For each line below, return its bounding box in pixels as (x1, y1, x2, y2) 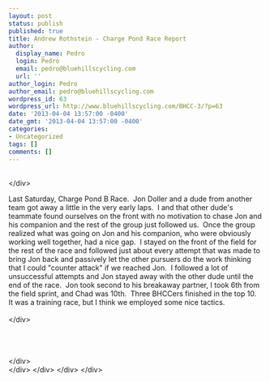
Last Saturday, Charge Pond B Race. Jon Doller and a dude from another (8, 194, 253, 204)
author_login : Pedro (8, 79, 79, 88)
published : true (8, 27, 63, 35)
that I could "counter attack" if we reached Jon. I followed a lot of (8, 263, 229, 273)
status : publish (8, 19, 63, 28)
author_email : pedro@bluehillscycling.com (8, 87, 154, 96)
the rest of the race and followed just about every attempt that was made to (8, 246, 261, 255)
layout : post (8, 11, 53, 20)
